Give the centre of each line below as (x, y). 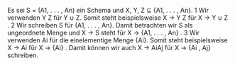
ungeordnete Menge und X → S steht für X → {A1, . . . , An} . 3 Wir (104, 32)
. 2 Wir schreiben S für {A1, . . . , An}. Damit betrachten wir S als (100, 25)
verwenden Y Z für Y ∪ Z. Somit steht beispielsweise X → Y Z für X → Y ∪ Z (118, 18)
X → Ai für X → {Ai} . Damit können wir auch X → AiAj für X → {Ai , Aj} (109, 48)
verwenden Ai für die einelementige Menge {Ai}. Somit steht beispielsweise (118, 40)
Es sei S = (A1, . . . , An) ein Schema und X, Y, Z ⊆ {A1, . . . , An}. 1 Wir (108, 10)
